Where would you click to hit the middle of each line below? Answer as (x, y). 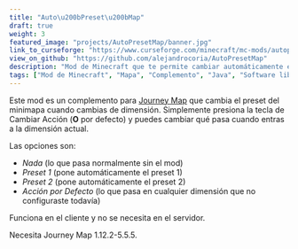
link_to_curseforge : (47, 51)
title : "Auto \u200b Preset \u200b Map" (77, 17)
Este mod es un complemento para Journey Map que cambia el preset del (144, 100)
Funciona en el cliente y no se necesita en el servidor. (107, 217)
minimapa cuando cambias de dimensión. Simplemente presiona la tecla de (147, 109)
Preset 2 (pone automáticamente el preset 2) (104, 182)
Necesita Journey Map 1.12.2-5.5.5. (73, 235)
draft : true (31, 26)
